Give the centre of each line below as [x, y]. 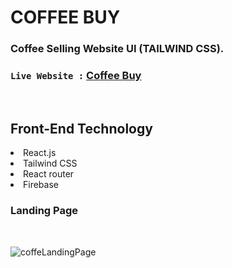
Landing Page [44, 211]
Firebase [41, 185]
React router [49, 174]
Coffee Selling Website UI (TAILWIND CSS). [117, 49]
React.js [40, 153]
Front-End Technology [81, 128]
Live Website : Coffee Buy [76, 76]
